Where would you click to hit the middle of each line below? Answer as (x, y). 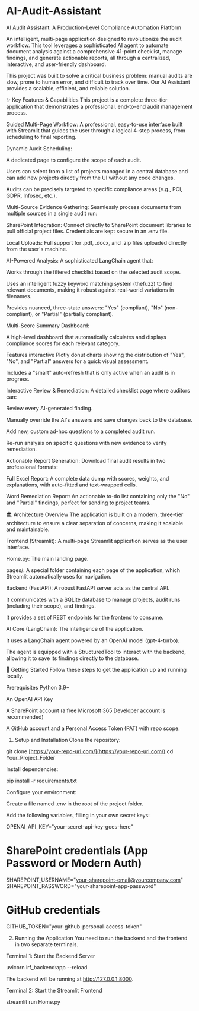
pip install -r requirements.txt (41, 781)
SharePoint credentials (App (77, 851)
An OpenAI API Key (30, 699)
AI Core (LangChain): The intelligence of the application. (75, 628)
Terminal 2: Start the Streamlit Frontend (54, 990)
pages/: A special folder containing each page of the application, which (93, 570)
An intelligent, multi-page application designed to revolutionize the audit (94, 39)
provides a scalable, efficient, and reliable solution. (68, 88)
